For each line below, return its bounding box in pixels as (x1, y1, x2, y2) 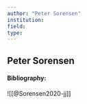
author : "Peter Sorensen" (7, 10, 81, 17)
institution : (7, 17, 45, 23)
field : (7, 23, 26, 30)
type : (7, 29, 23, 37)
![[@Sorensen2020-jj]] (7, 89, 71, 97)
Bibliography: (7, 74, 47, 83)
